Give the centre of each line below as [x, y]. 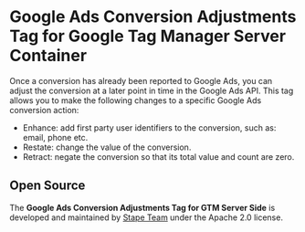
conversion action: [44, 110]
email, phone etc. [55, 137]
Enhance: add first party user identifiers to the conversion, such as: [149, 127]
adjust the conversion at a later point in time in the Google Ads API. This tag [152, 90]
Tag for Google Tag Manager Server [147, 36]
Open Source [47, 186]
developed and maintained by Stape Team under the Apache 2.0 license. [146, 217]
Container [48, 56]
